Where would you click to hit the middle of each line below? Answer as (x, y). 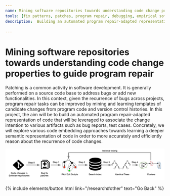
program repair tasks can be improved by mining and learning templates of (83, 104)
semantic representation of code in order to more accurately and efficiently (83, 136)
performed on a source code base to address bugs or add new (71, 93)
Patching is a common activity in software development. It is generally (78, 88)
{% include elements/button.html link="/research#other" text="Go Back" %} (85, 188)
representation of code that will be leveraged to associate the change (78, 120)
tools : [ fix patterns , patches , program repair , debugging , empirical (81, 16)
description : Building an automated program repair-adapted (71, 21)
